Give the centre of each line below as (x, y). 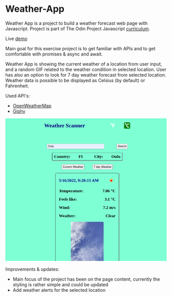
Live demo (16, 39)
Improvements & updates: (33, 269)
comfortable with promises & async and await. (54, 54)
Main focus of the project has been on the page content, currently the (86, 279)
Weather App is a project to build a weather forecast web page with (77, 23)
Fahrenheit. (17, 86)
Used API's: (18, 96)
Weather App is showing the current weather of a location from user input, (84, 64)
